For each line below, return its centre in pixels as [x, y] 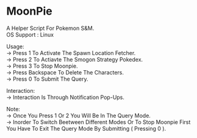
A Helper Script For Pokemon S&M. [50, 28]
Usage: [15, 46]
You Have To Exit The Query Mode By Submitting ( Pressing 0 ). [86, 128]
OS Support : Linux [30, 34]
